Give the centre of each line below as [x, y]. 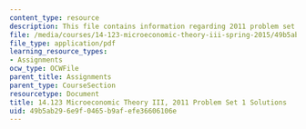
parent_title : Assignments [61, 77]
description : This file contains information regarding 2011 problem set [153, 26]
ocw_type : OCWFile [44, 69]
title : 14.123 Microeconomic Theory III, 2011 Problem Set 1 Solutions [148, 102]
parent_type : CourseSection [63, 85]
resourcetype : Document [55, 94]
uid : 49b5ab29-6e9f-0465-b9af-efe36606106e [93, 111]
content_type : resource [55, 18]
